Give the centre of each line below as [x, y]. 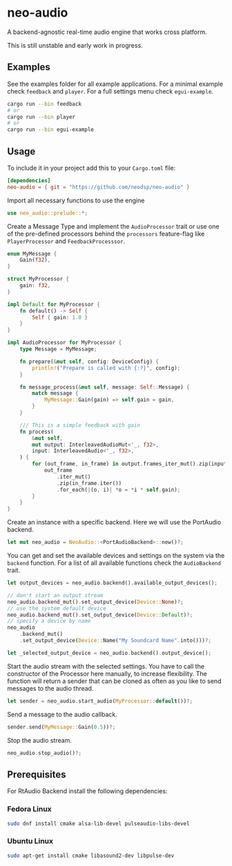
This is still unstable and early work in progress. [75, 45]
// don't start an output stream [55, 595]
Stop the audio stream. [40, 740]
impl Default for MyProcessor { [54, 304]
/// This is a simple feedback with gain [80, 425]
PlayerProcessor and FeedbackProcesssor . [66, 241]
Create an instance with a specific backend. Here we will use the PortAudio [114, 522]
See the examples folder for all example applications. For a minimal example [115, 84]
